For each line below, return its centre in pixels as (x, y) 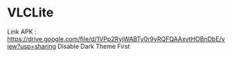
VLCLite (30, 13)
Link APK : (22, 32)
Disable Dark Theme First (94, 46)
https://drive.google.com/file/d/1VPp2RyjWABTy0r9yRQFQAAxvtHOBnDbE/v (116, 38)
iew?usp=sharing (32, 46)
